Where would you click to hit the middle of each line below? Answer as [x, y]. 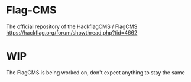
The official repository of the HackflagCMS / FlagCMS [72, 26]
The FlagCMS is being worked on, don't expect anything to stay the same [96, 72]
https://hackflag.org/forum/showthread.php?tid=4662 [72, 32]
